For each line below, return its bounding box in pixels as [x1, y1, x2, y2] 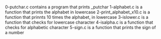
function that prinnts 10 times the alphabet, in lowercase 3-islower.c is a [5, 14, 149, 20]
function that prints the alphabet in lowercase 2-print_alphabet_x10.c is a [5, 9, 150, 15]
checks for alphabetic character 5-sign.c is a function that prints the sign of [5, 25, 156, 30]
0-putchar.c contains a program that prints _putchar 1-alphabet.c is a [5, 4, 143, 10]
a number [5, 30, 24, 35]
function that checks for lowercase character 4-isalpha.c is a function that [5, 19, 154, 25]
